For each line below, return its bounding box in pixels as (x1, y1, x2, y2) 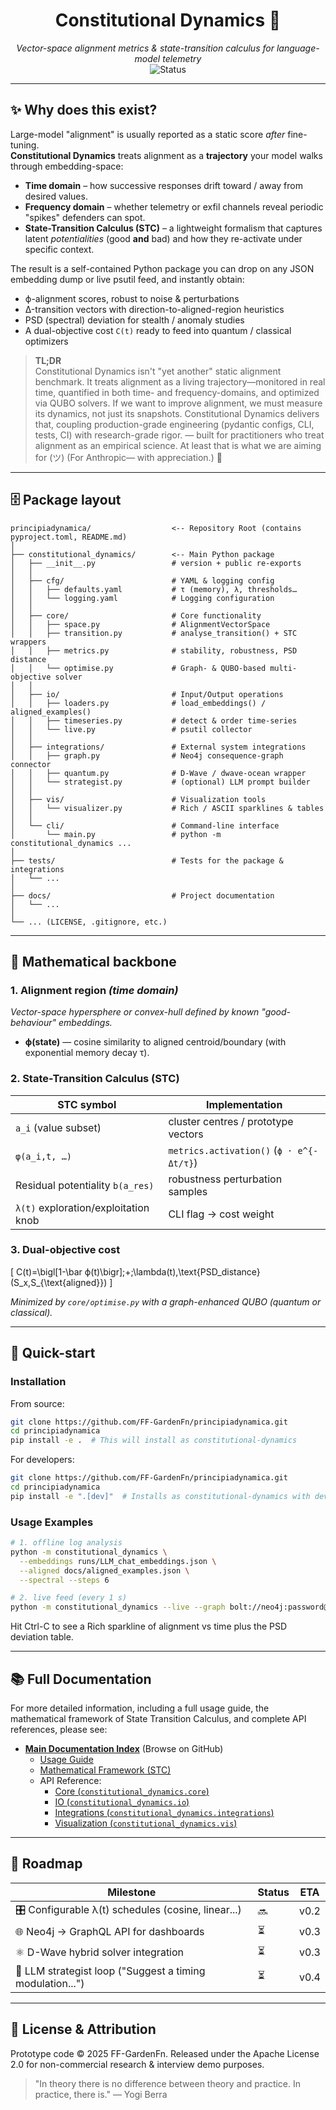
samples (168, 1184, 208, 1198)
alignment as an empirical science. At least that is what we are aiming (34, 439, 322, 451)
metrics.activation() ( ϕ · (168, 1143, 293, 1157)
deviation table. (10, 1631, 74, 1643)
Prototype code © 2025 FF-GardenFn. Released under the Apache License (10, 2047, 320, 2059)
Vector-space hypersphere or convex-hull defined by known (10, 1006, 260, 1018)
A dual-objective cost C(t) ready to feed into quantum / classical (24, 324, 292, 336)
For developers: (10, 1454, 75, 1466)
